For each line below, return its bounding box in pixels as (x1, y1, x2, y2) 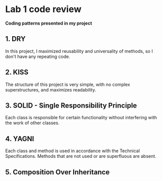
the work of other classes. (5, 120, 60, 126)
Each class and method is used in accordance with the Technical (5, 148, 140, 154)
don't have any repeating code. (5, 53, 71, 59)
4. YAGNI (5, 134, 34, 143)
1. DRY (5, 35, 26, 43)
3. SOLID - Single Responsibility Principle (5, 101, 137, 110)
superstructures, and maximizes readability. (5, 86, 96, 93)
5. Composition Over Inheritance (5, 167, 110, 176)
